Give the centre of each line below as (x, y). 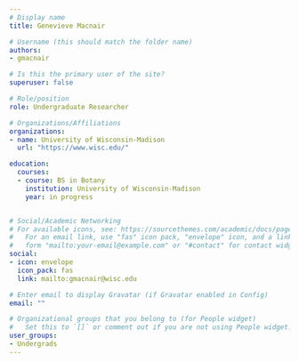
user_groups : (33, 336)
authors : (25, 50)
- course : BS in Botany (61, 181)
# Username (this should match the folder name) (101, 42)
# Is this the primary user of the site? (87, 75)
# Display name (37, 17)
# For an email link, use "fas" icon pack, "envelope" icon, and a (141, 237)
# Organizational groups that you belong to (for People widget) (133, 319)
